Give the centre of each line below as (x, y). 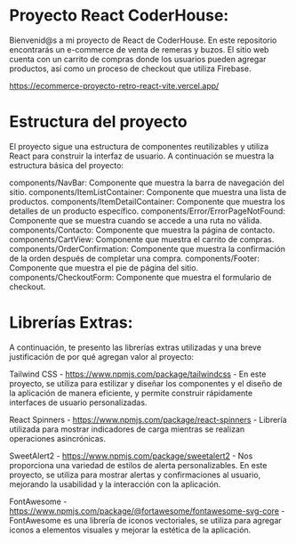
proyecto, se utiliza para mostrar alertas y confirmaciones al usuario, (135, 475)
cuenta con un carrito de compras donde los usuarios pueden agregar (138, 59)
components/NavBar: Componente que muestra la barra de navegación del (147, 183)
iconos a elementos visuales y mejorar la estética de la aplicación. (130, 530)
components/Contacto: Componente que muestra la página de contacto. (142, 230)
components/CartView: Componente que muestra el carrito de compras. (142, 239)
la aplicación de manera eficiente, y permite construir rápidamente (131, 393)
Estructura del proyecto (99, 122)
